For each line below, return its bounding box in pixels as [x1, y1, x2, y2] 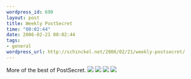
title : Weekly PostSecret [6, 20, 72, 26]
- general [6, 43, 32, 50]
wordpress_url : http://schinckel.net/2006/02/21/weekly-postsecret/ [6, 49, 185, 55]
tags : [6, 37, 20, 43]
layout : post [6, 15, 40, 21]
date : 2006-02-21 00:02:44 [6, 32, 76, 38]
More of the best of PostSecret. [6, 66, 86, 73]
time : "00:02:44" [6, 26, 51, 32]
